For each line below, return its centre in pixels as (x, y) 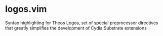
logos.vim (26, 9)
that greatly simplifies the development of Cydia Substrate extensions (76, 28)
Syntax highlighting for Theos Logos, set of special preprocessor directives (82, 23)
